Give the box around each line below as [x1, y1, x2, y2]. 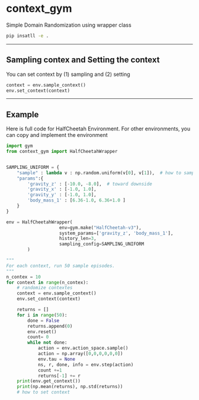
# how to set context [17, 389, 70, 395]
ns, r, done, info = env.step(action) [37, 361, 134, 367]
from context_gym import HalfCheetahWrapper [6, 149, 118, 155]
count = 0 [27, 334, 49, 340]
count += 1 [37, 367, 62, 373]
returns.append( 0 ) [27, 323, 73, 329]
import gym [6, 143, 33, 149]
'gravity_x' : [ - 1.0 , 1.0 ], [27, 186, 97, 193]
